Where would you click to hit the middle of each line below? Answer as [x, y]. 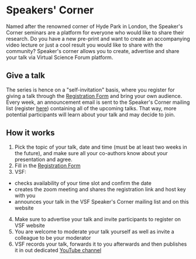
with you [25, 195]
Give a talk [26, 76]
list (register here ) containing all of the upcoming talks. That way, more [91, 108]
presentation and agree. [43, 159]
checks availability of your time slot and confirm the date [83, 183]
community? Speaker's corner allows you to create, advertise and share [93, 51]
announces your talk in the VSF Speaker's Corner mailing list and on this [102, 201]
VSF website [30, 225]
